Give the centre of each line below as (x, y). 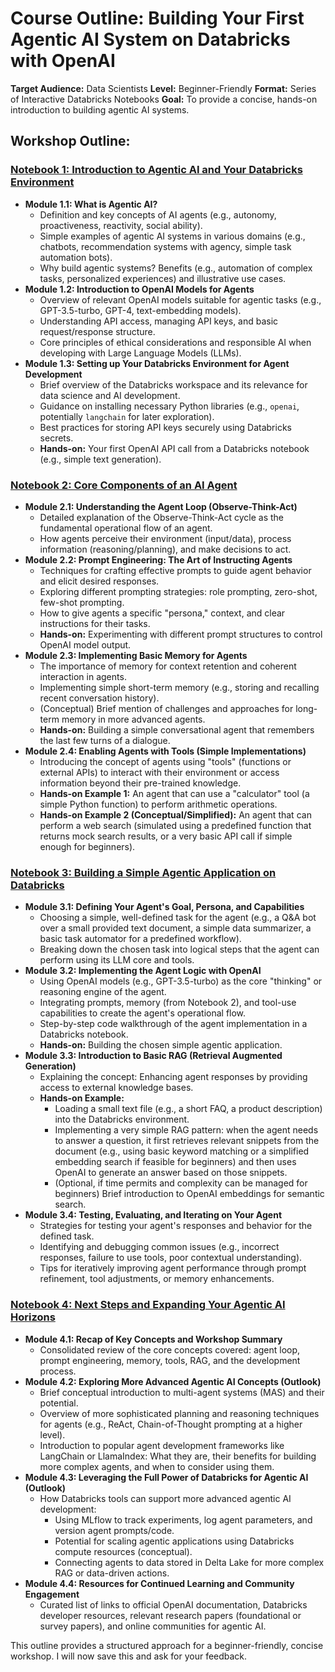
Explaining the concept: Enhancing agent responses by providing (173, 1077)
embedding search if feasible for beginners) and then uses (175, 1162)
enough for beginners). (87, 846)
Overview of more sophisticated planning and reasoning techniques (179, 1413)
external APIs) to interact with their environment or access (159, 772)
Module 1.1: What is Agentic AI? (91, 204)
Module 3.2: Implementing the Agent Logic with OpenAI (143, 971)
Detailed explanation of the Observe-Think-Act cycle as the (161, 517)
